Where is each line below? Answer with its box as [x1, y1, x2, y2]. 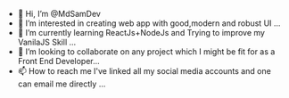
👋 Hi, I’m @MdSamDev [17, 9, 101, 19]
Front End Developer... [17, 56, 100, 66]
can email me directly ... [17, 78, 106, 89]
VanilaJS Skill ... [17, 37, 77, 47]
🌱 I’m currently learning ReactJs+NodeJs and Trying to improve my [17, 28, 266, 37]
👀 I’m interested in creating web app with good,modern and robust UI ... [17, 18, 281, 29]
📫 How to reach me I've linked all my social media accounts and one [17, 66, 272, 76]
